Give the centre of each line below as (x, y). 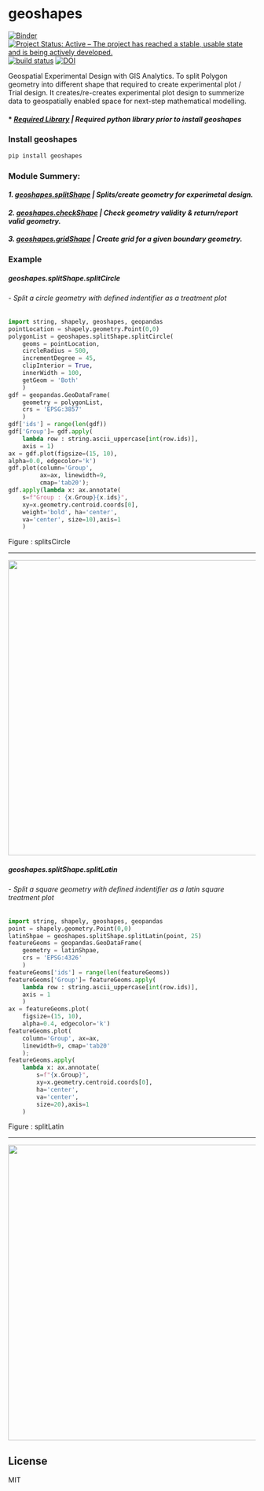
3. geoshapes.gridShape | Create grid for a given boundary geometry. (125, 239)
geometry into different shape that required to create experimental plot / (125, 84)
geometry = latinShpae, (61, 951)
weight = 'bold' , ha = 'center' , (70, 512)
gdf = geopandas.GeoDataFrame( (59, 395)
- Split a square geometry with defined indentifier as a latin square (116, 889)
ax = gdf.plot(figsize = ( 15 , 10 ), (63, 454)
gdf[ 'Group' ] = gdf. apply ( (50, 432)
